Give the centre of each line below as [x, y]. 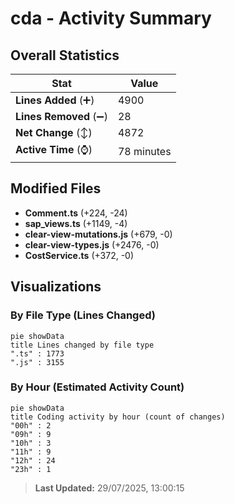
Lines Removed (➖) [61, 116]
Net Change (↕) [54, 132]
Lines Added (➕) [55, 100]
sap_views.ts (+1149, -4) [76, 223]
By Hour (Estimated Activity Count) [97, 387]
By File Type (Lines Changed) [83, 315]
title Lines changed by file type [82, 345]
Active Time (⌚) [54, 149]
